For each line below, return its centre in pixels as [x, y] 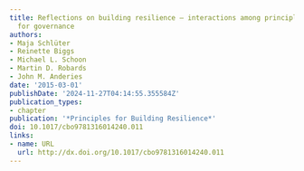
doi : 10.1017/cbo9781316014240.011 [76, 128]
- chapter [28, 110]
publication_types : [46, 102]
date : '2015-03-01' [46, 85]
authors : [26, 34]
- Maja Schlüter [40, 43]
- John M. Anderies [46, 77]
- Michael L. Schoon [48, 60]
